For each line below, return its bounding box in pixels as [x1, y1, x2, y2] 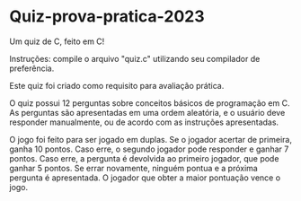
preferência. [9, 63, 55, 74]
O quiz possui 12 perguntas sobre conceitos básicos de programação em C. [9, 97, 290, 109]
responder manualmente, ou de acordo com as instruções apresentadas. [9, 117, 279, 127]
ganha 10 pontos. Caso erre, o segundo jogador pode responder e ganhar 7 [9, 144, 289, 154]
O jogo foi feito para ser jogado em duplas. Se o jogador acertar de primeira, [9, 134, 292, 144]
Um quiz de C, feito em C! [9, 36, 105, 47]
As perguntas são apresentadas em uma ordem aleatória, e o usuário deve [9, 107, 286, 118]
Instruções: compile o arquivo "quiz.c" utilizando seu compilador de [9, 53, 261, 64]
